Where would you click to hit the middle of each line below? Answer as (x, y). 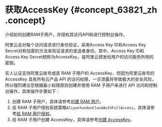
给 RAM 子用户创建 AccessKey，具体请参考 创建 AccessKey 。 (73, 119)
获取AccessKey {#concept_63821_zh (81, 10)
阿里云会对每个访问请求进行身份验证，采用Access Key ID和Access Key (76, 44)
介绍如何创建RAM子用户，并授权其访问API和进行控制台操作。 (66, 34)
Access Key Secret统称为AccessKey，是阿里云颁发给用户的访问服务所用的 (79, 56)
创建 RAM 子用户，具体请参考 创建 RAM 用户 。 (58, 101)
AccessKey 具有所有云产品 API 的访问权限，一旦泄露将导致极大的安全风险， (81, 79)
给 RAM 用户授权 (33, 113)
